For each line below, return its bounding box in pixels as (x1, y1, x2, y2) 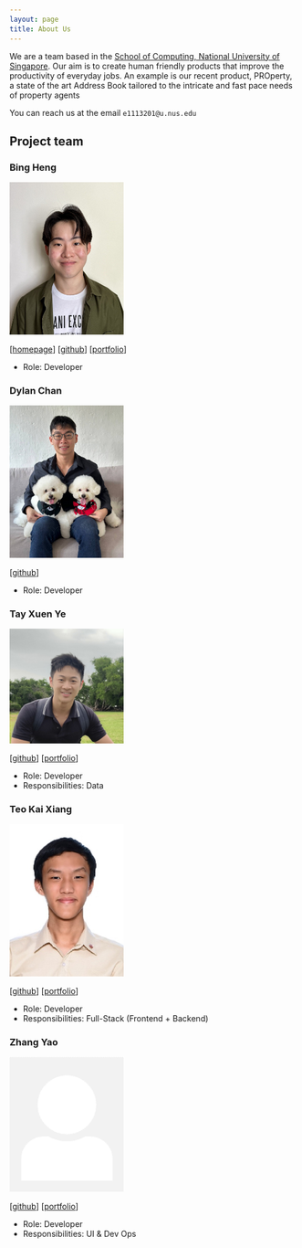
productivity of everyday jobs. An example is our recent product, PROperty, (9, 69, 293, 81)
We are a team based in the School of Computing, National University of (9, 50, 280, 61)
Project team (9, 133, 84, 149)
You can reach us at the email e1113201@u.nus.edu (9, 107, 197, 118)
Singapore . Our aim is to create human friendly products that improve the (9, 60, 285, 71)
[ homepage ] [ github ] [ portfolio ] (9, 344, 128, 354)
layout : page (9, 15, 59, 24)
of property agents (9, 90, 80, 100)
